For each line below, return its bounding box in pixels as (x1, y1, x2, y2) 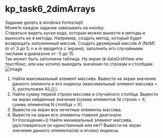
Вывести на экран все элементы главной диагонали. (12, 112, 123, 118)
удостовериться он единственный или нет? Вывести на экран (12, 122, 141, 128)
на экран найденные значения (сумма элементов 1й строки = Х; (12, 96, 146, 102)
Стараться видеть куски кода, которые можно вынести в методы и (5, 30, 145, 36)
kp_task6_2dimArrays (5, 3, 96, 15)
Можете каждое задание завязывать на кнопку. (5, 24, 105, 30)
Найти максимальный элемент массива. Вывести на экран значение (12, 76, 157, 81)
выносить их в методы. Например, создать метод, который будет (5, 35, 142, 41)
